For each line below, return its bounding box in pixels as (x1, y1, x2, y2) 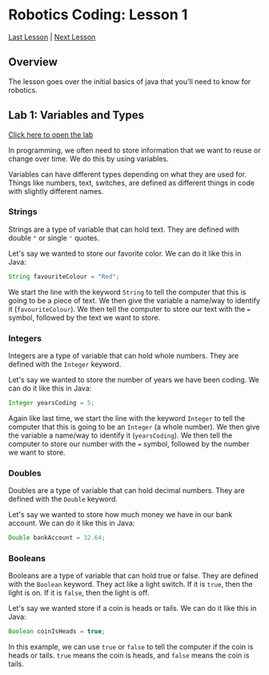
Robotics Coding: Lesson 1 (8, 6, 188, 24)
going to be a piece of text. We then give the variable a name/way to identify (8, 295, 260, 305)
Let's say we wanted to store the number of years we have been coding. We (8, 375, 260, 385)
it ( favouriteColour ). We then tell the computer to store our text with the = (8, 304, 251, 313)
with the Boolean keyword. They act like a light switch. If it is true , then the (8, 580, 253, 589)
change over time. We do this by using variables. (8, 154, 170, 164)
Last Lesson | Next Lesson (8, 32, 96, 42)
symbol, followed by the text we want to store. (8, 313, 161, 322)
